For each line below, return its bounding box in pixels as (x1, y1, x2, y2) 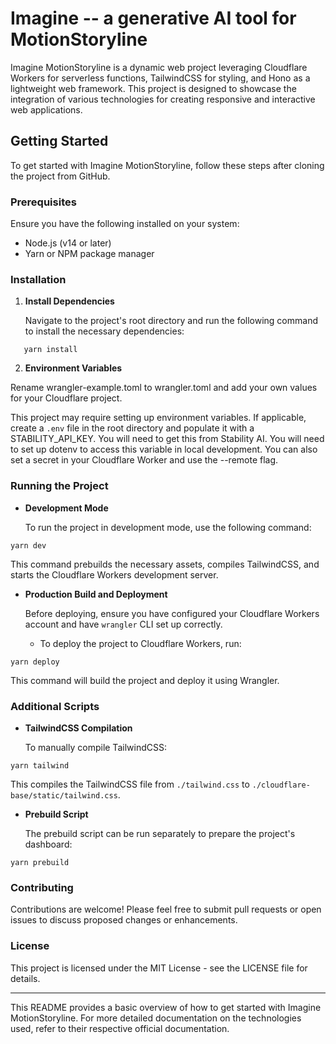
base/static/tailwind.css (10, 790, 118, 801)
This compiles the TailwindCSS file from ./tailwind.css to (10, 778, 250, 790)
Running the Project (10, 479, 109, 493)
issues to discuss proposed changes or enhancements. (10, 914, 238, 926)
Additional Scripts (10, 699, 100, 713)
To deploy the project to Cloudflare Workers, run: (39, 637, 242, 649)
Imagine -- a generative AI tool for (10, 7, 297, 30)
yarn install (23, 345, 78, 355)
